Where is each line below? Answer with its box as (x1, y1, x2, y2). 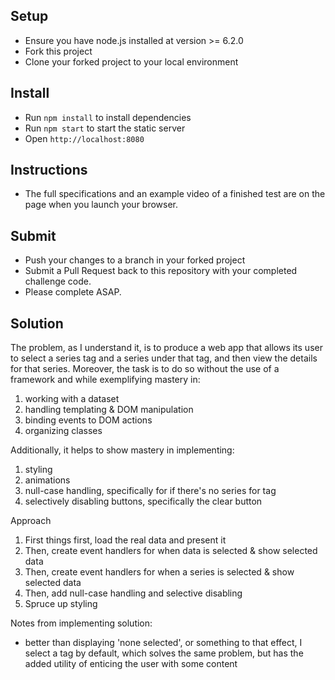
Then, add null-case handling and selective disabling (24, 587, 243, 599)
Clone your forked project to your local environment (24, 55, 239, 68)
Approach (10, 515, 52, 527)
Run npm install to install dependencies (24, 111, 192, 123)
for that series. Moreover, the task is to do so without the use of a (10, 363, 280, 375)
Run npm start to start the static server (24, 122, 186, 134)
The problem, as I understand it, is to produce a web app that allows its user (10, 342, 323, 354)
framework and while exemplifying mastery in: (10, 374, 201, 386)
